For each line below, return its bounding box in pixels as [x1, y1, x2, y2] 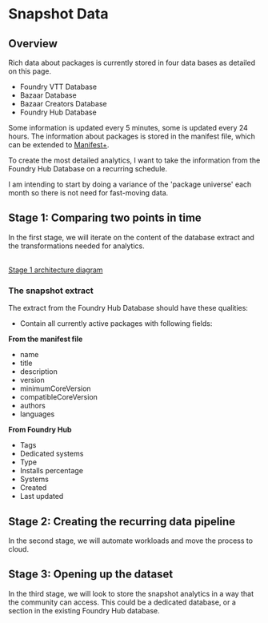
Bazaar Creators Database [19, 99, 107, 108]
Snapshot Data [8, 5, 109, 23]
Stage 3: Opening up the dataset [8, 568, 174, 581]
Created [19, 483, 47, 492]
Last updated [19, 492, 64, 501]
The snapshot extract [8, 285, 94, 296]
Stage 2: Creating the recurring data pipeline [8, 514, 236, 529]
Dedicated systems [19, 449, 84, 459]
